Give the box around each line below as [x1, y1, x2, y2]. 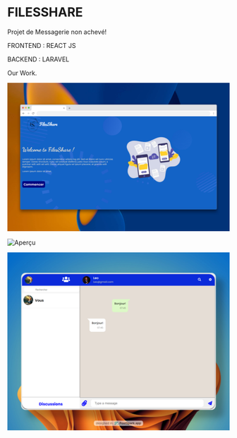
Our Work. [7, 69, 37, 77]
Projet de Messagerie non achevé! [7, 28, 107, 36]
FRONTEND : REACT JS [7, 41, 76, 49]
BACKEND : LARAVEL [7, 54, 70, 64]
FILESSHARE [7, 4, 83, 20]
